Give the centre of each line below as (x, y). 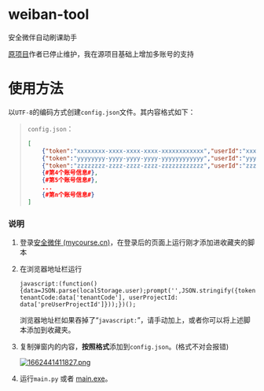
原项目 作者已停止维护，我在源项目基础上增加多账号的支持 (101, 53)
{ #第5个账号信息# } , (70, 180)
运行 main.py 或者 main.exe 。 (66, 378)
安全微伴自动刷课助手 (42, 37)
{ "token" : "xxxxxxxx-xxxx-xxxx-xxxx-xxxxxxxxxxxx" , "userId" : (142, 151)
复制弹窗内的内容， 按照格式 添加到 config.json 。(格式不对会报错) (124, 347)
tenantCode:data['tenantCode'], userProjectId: (99, 298)
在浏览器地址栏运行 (51, 269)
